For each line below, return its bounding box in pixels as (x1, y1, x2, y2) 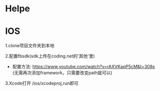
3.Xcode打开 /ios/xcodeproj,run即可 (5, 80, 79, 87)
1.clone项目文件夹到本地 (5, 43, 55, 48)
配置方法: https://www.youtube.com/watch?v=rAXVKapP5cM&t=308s (12, 64, 155, 70)
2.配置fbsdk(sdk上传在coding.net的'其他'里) (5, 53, 95, 59)
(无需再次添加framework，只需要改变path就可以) (12, 70, 113, 76)
